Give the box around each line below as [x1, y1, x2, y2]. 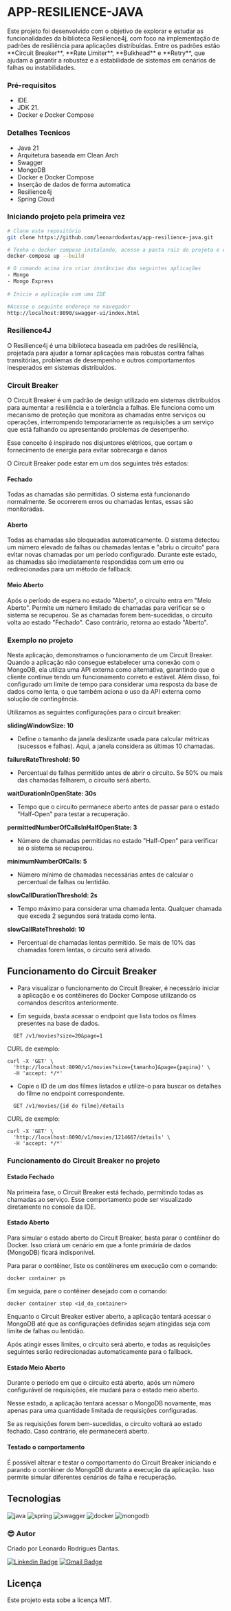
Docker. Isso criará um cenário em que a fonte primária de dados [7, 1241, 191, 1249]
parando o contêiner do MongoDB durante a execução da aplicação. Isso [7, 1465, 214, 1473]
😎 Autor [7, 1528, 36, 1538]
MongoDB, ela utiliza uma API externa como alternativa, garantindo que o [7, 665, 215, 674]
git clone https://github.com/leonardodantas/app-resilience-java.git [7, 234, 214, 241]
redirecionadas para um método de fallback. [7, 565, 133, 573]
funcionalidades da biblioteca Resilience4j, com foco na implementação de [7, 34, 220, 42]
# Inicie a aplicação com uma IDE [7, 290, 107, 298]
